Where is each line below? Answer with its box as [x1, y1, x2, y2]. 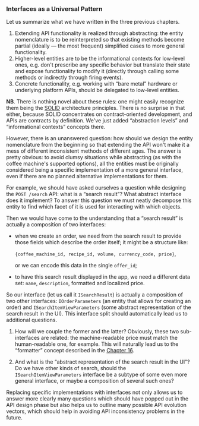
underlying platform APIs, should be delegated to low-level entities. [14, 87, 180, 94]
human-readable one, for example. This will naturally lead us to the [14, 340, 179, 348]
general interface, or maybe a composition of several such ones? [14, 377, 174, 384]
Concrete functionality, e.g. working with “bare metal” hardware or [14, 80, 178, 87]
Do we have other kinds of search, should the [14, 365, 127, 372]
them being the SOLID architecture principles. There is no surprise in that [6, 105, 185, 112]
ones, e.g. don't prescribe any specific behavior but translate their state [14, 61, 191, 68]
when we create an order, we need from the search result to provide [14, 232, 182, 239]
